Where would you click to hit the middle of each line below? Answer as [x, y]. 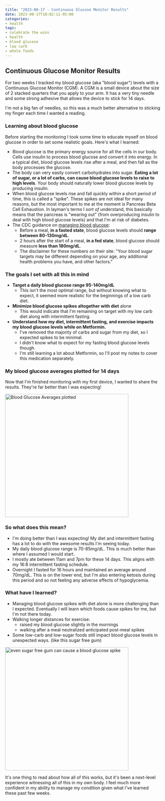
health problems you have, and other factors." [66, 261]
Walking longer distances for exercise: [51, 619]
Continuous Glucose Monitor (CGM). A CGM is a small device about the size [82, 88]
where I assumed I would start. [43, 554]
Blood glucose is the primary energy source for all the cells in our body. [85, 151]
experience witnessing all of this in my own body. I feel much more [73, 782]
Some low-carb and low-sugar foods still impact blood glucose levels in [85, 635]
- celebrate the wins [27, 33]
